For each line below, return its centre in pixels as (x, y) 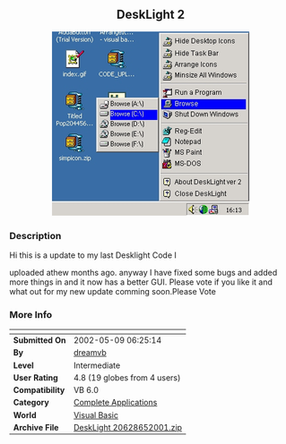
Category (31, 403)
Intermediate (97, 365)
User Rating (35, 377)
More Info (31, 315)
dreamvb (90, 353)
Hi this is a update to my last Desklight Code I (93, 255)
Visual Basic (96, 414)
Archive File (36, 427)
